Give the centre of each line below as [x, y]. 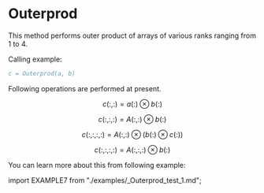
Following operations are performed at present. [85, 88]
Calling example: [35, 59]
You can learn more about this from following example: [97, 165]
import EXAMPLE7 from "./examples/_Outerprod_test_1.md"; [105, 180]
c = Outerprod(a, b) [42, 73]
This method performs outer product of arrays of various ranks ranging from [132, 35]
